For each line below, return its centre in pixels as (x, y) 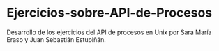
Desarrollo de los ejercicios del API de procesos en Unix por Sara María (109, 32)
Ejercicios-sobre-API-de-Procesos (109, 13)
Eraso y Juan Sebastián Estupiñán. (56, 39)
